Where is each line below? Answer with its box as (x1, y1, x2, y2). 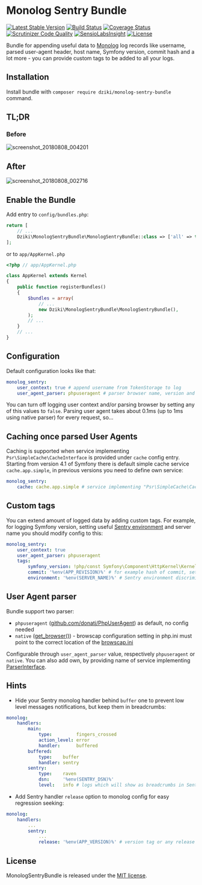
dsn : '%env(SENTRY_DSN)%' (38, 776, 114, 782)
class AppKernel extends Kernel (6, 273, 87, 279)
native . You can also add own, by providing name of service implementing (6, 656, 191, 664)
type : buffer (38, 754, 79, 760)
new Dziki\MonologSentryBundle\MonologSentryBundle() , (38, 306, 179, 313)
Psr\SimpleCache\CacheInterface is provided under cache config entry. (6, 454, 180, 461)
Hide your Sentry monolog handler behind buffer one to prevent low (14, 697, 185, 704)
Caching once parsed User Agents (6, 431, 138, 441)
